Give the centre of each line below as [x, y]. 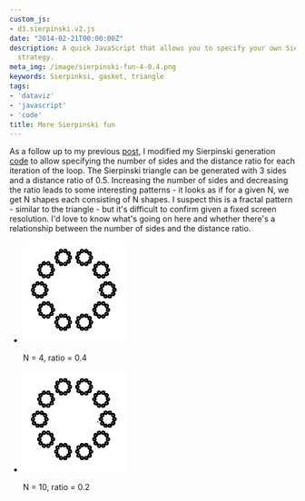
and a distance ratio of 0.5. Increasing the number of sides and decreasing [149, 181]
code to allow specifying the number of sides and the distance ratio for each [152, 161]
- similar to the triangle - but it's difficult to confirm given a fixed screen [143, 210]
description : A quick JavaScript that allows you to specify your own [146, 48]
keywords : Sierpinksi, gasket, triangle [87, 77]
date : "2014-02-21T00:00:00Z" [67, 38]
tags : [20, 86]
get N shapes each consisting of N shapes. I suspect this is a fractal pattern [151, 200]
